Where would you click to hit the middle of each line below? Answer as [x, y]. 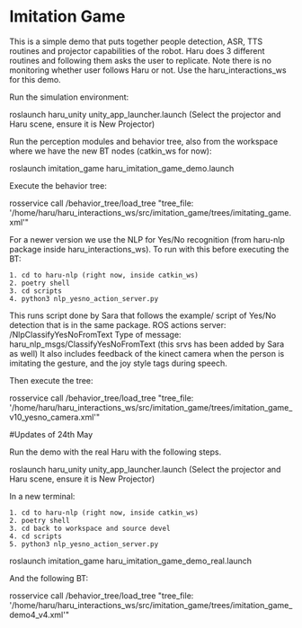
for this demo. [35, 79]
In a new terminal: [42, 496]
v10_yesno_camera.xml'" [55, 417]
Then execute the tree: [51, 380]
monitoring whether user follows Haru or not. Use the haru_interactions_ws [148, 70]
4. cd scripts [36, 536]
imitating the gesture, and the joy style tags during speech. [118, 363]
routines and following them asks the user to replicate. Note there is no [141, 60]
